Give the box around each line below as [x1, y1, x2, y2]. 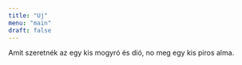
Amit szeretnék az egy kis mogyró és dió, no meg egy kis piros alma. [8, 48, 235, 58]
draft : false [8, 26, 52, 34]
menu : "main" [8, 19, 52, 27]
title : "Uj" [8, 11, 48, 20]
